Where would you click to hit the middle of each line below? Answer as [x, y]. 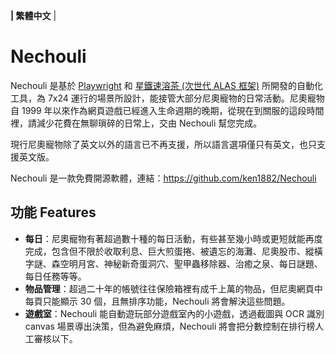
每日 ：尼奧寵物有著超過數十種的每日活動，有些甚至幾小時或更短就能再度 [173, 238]
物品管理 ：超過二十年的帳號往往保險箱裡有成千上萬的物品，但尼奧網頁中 [173, 288]
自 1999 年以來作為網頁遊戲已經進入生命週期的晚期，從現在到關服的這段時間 [167, 110]
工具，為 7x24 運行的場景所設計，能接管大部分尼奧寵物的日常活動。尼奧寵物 [167, 98]
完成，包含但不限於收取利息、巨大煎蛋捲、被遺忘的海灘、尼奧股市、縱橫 [173, 251]
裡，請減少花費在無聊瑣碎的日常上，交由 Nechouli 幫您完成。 [136, 123]
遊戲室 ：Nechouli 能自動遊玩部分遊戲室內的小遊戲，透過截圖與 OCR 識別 [174, 313]
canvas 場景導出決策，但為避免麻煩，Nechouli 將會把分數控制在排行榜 [170, 326]
